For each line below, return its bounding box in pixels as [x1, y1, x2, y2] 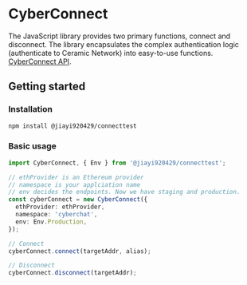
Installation [8, 104, 53, 115]
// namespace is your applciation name [8, 180, 141, 188]
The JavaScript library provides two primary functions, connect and [8, 31, 231, 41]
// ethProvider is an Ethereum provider [8, 173, 145, 181]
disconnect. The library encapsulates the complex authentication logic [8, 39, 239, 49]
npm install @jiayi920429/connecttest [8, 121, 137, 130]
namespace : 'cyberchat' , [15, 211, 98, 219]
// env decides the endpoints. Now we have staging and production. [8, 188, 241, 196]
